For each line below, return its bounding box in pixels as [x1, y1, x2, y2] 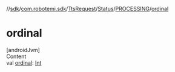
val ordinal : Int [6, 59, 42, 66]
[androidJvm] [6, 46, 41, 53]
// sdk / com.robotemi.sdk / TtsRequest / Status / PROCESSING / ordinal [6, 5, 169, 12]
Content [6, 53, 27, 60]
